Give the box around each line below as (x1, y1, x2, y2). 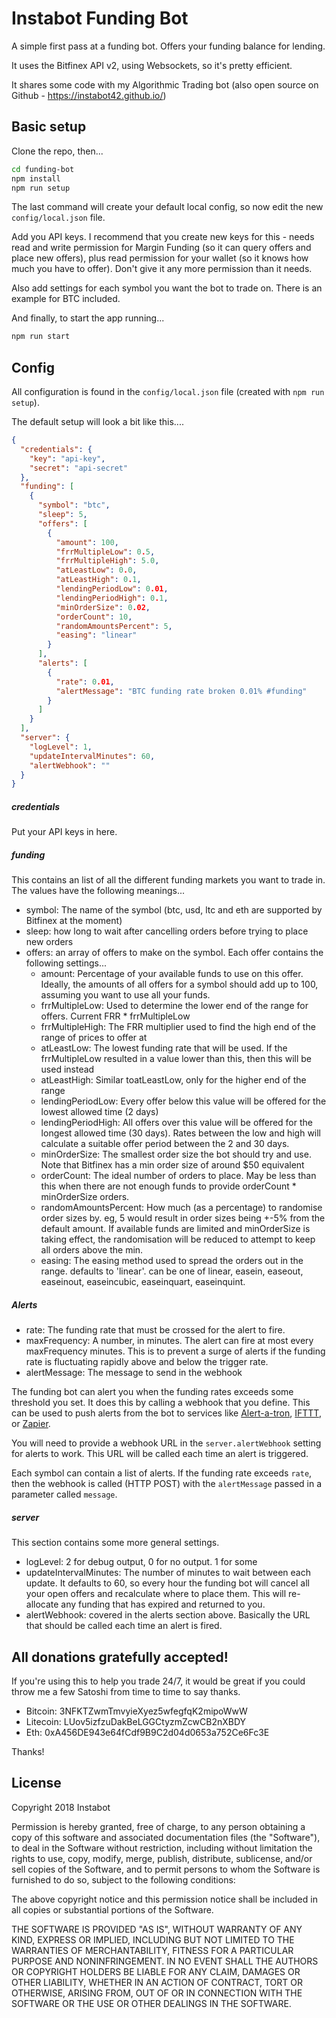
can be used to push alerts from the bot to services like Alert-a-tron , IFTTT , (11, 1407, 322, 1419)
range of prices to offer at (40, 1032, 148, 1044)
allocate (25, 1598, 59, 1611)
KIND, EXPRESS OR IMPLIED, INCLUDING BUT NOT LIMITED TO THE (11, 1933, 295, 1946)
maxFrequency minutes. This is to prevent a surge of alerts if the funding (25, 1345, 326, 1357)
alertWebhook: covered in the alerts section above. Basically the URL (25, 1609, 311, 1621)
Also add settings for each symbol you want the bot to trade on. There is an (11, 282, 323, 294)
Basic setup (11, 118, 87, 136)
